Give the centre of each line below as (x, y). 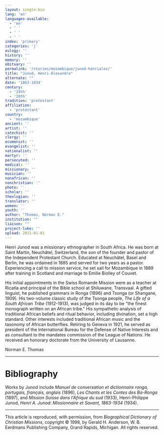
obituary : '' (18, 64)
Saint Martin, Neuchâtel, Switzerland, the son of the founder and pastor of (80, 252)
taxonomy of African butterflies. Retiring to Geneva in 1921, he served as (78, 324)
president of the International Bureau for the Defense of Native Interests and (82, 330)
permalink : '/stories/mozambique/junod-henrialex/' (59, 69)
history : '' (17, 55)
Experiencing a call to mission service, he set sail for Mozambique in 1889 (79, 268)
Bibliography (31, 374)
